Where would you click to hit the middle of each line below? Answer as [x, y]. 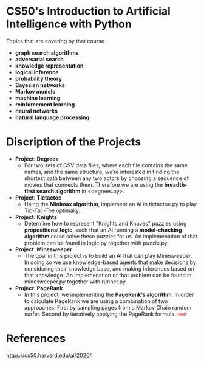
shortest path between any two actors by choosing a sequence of [107, 178]
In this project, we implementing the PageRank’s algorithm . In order [109, 294]
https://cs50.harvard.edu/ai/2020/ [49, 355]
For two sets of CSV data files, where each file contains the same [106, 165]
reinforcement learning [45, 104]
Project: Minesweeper [44, 249]
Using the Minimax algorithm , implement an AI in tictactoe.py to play [110, 204]
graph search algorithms [47, 52]
